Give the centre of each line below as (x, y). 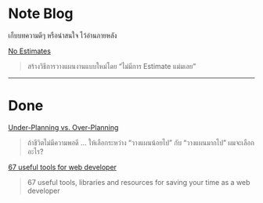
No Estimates (29, 51)
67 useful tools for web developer (63, 167)
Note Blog (41, 14)
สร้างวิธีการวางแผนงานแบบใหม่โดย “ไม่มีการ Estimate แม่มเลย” (112, 66)
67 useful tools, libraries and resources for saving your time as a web (139, 182)
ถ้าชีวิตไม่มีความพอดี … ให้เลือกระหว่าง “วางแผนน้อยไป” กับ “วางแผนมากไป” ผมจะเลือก (141, 143)
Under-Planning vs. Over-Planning (63, 127)
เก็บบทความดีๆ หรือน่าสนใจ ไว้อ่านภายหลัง (63, 35)
